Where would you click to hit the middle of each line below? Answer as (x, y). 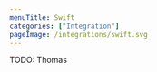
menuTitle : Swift (42, 18)
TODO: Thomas (39, 60)
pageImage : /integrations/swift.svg (78, 34)
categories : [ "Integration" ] (64, 26)
